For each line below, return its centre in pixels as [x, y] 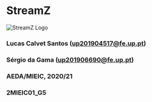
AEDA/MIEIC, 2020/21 [40, 76]
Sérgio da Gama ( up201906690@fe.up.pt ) [70, 60]
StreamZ [29, 11]
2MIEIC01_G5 [26, 92]
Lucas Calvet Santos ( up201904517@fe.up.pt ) [76, 43]
